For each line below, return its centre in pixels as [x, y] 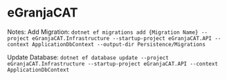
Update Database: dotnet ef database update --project [88, 57]
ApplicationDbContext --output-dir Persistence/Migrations [119, 44]
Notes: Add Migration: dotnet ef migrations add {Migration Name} [103, 32]
